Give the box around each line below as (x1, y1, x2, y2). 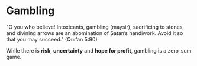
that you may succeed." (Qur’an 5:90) (6, 36, 98, 43)
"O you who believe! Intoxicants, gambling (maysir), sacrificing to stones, (6, 23, 185, 30)
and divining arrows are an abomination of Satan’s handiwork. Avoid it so (6, 29, 183, 36)
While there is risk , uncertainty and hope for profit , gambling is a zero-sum (6, 47, 192, 54)
